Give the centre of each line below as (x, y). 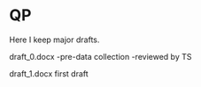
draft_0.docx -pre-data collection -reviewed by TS (100, 56)
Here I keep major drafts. (54, 40)
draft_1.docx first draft (49, 73)
